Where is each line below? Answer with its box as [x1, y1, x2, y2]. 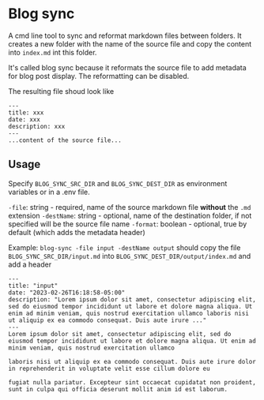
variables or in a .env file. [8, 187, 90, 196]
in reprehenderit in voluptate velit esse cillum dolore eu [8, 364, 211, 372]
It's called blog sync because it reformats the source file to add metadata [8, 62, 247, 72]
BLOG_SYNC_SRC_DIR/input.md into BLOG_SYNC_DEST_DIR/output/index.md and [8, 251, 251, 260]
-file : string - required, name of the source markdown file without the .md [8, 202, 251, 211]
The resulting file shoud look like [8, 86, 115, 95]
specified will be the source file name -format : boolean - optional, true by [8, 219, 247, 229]
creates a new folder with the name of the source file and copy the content [8, 39, 252, 48]
